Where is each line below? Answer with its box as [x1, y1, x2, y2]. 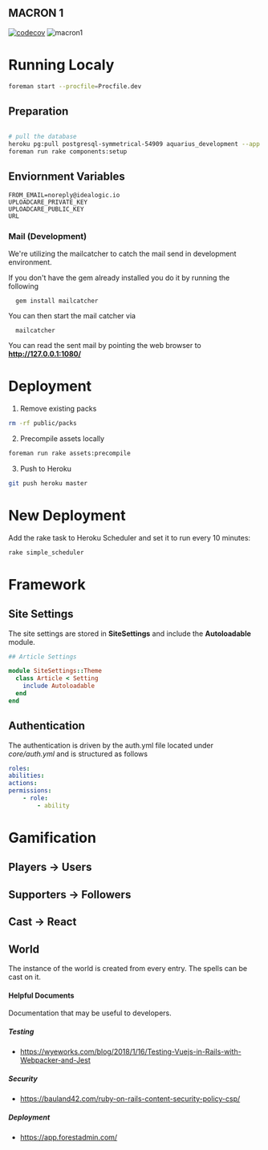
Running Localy [8, 56, 115, 74]
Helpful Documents [8, 990, 75, 1000]
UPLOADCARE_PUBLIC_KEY [8, 204, 84, 213]
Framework [8, 575, 86, 593]
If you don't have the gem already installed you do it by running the [8, 273, 230, 283]
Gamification [8, 829, 96, 847]
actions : [8, 779, 38, 788]
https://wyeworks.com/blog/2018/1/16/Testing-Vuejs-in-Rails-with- [19, 1047, 242, 1057]
